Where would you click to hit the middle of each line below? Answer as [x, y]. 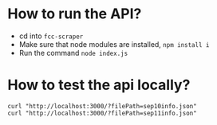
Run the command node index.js [73, 53]
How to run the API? [75, 14]
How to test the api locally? [99, 85]
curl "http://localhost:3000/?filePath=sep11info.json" [102, 113]
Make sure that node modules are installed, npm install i [114, 44]
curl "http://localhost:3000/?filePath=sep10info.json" [102, 106]
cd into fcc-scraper [51, 36]
